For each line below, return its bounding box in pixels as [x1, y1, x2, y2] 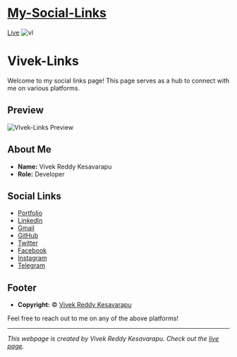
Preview [7, 104, 44, 116]
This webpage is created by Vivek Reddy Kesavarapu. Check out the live [7, 334, 219, 343]
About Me [7, 143, 51, 156]
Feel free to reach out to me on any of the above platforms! [7, 314, 178, 322]
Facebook [17, 246, 47, 255]
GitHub [17, 231, 39, 240]
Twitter [17, 238, 39, 248]
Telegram [17, 261, 46, 270]
